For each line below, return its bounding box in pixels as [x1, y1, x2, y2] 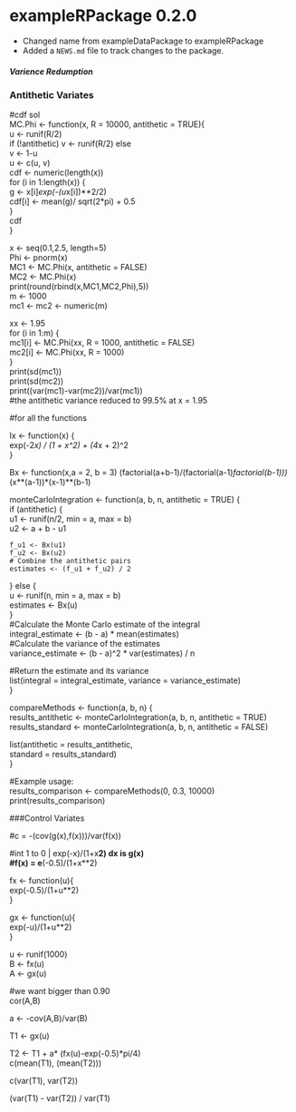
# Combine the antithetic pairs [9, 557, 131, 566]
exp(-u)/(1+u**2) [9, 922, 72, 932]
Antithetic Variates [9, 88, 94, 101]
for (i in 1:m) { [9, 327, 60, 338]
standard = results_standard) [9, 749, 118, 760]
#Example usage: [9, 776, 74, 787]
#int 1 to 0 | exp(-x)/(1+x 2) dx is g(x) [9, 848, 145, 859]
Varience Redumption [9, 65, 93, 77]
